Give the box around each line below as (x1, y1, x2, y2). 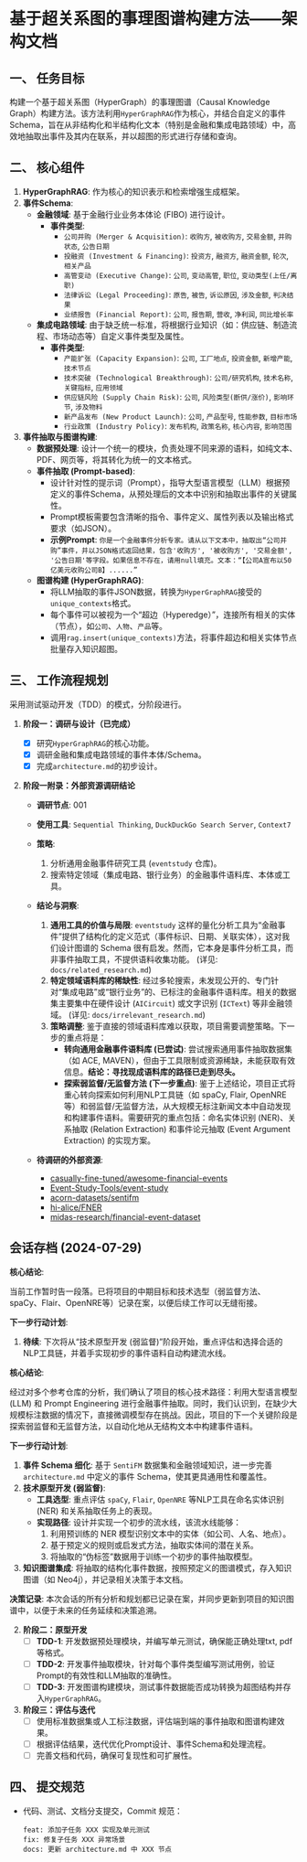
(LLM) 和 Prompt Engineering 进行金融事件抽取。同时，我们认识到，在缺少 (9, 1397, 290, 1408)
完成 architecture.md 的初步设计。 (36, 760, 163, 771)
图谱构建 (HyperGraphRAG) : (36, 574, 144, 585)
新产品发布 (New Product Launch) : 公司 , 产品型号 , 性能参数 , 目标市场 (63, 411, 298, 422)
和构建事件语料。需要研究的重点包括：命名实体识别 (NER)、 (63, 1112, 289, 1123)
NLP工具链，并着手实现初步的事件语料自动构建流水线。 (22, 1347, 231, 1358)
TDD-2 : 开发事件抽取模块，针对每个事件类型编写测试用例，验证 (36, 1658, 276, 1669)
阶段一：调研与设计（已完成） (22, 718, 135, 729)
